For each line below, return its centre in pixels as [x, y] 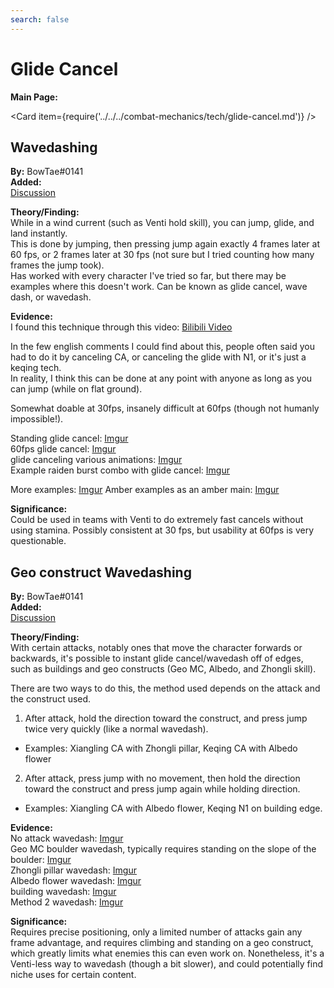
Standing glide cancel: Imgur [69, 438]
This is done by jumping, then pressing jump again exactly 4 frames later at [165, 244]
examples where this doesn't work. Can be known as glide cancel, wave [159, 287]
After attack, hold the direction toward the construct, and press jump [166, 718]
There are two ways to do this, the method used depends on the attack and [165, 688]
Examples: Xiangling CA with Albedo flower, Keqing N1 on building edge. [173, 808]
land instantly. [39, 233]
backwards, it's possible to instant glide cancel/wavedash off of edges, [157, 658]
